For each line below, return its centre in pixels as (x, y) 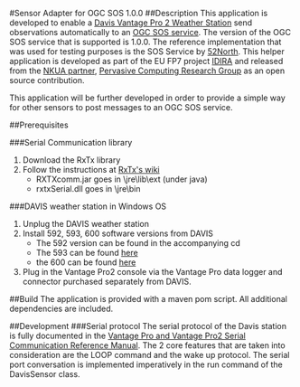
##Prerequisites (39, 125)
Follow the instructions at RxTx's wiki (91, 170)
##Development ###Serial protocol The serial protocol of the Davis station (148, 326)
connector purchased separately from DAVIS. (107, 281)
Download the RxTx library (71, 160)
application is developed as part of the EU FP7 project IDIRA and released (146, 61)
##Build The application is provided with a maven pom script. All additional (148, 299)
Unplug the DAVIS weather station (86, 224)
